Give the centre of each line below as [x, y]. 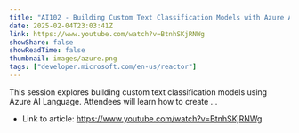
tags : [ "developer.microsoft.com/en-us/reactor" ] [103, 67]
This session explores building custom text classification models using [138, 92]
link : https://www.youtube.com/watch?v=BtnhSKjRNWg [107, 34]
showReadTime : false [48, 51]
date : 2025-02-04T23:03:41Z [61, 26]
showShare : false [41, 42]
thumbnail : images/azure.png [63, 59]
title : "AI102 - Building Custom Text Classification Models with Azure [147, 17]
